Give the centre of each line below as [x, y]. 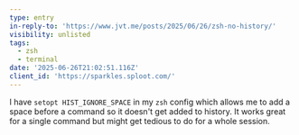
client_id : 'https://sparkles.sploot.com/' [93, 76]
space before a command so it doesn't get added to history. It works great [148, 111]
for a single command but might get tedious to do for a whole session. [140, 121]
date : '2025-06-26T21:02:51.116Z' [75, 68]
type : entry [32, 18]
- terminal [38, 59]
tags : [19, 43]
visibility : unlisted [50, 34]
